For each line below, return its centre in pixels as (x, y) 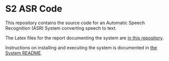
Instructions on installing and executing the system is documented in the (81, 47)
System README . (24, 53)
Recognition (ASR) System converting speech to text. (61, 28)
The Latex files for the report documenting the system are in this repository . (84, 38)
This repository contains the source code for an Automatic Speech (75, 23)
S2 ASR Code (34, 9)
